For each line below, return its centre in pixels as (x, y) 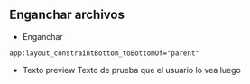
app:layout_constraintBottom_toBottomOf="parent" (105, 53)
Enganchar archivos (67, 15)
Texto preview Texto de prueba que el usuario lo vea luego (131, 70)
